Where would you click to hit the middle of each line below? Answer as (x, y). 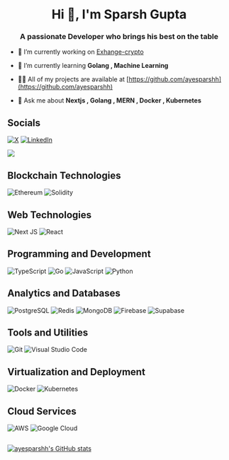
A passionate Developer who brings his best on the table (119, 37)
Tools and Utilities (48, 332)
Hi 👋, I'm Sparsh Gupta (119, 15)
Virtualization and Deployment (76, 372)
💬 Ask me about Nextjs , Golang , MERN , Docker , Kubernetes (110, 100)
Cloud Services (42, 411)
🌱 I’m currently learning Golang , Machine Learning (93, 66)
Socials (24, 123)
